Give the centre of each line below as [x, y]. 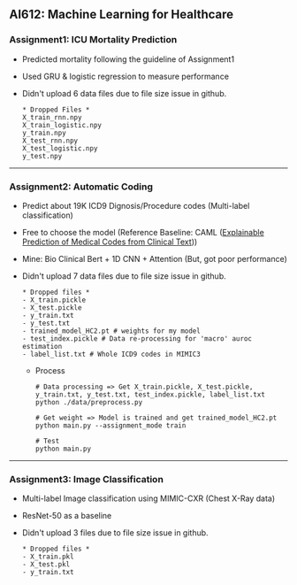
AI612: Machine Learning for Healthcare [122, 15]
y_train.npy [44, 133]
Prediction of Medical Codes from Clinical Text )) [110, 242]
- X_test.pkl [46, 565]
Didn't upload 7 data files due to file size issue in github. [124, 276]
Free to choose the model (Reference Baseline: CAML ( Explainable [143, 232]
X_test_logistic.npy [60, 148]
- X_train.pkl [48, 557]
